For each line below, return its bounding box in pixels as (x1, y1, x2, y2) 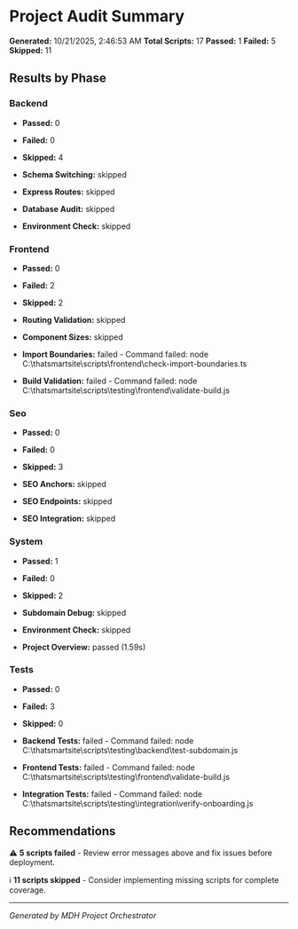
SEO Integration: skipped (21, 513, 116, 524)
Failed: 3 (21, 701, 55, 712)
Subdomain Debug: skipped (21, 607, 127, 618)
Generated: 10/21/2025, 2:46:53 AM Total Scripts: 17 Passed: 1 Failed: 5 (9, 35, 277, 46)
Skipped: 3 (21, 461, 64, 472)
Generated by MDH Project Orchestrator (9, 909, 157, 920)
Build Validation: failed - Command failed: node (21, 375, 198, 386)
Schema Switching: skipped (21, 169, 127, 179)
